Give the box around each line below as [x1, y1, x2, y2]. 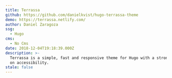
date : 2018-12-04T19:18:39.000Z [5, 46, 74, 51]
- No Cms [10, 41, 29, 46]
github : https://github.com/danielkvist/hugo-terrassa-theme [5, 12, 139, 17]
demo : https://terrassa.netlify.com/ [5, 17, 86, 22]
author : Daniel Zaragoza [5, 22, 58, 27]
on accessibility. [10, 60, 50, 65]
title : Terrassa [5, 7, 40, 13]
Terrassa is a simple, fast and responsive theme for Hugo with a [10, 55, 155, 61]
